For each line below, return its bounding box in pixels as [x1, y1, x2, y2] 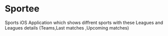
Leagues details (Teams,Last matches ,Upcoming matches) [5, 24, 129, 30]
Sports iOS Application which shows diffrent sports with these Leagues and [5, 19, 163, 25]
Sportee [5, 3, 40, 14]
